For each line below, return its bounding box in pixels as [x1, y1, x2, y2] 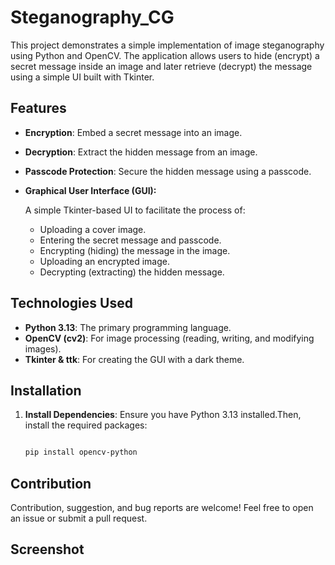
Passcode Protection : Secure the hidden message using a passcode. [24, 165, 312, 177]
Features [10, 100, 67, 117]
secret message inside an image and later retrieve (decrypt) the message [10, 60, 313, 72]
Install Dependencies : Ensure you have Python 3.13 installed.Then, [24, 409, 302, 421]
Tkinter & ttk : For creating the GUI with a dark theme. [24, 353, 245, 365]
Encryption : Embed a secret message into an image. [24, 126, 243, 138]
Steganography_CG [10, 6, 175, 29]
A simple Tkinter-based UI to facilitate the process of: [24, 204, 246, 216]
